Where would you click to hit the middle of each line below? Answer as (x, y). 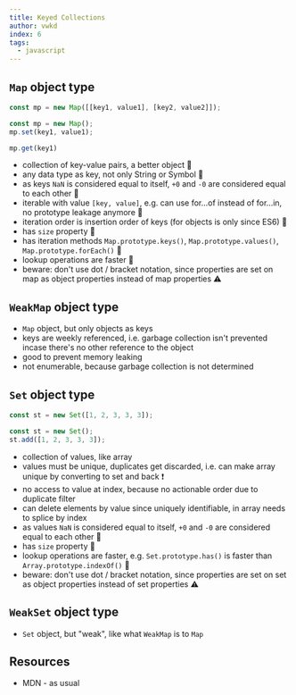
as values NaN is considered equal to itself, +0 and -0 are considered (146, 527)
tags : (19, 42)
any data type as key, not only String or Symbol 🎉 (112, 174)
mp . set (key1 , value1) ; (51, 132)
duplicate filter (49, 498)
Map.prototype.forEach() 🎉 (72, 250)
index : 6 (25, 34)
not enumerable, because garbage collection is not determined (138, 366)
